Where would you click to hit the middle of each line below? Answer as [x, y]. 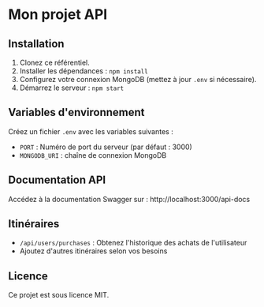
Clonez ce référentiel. [54, 62]
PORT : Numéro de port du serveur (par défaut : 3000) [106, 147]
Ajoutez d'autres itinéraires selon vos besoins [93, 251]
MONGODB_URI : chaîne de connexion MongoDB [93, 155]
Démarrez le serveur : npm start [72, 88]
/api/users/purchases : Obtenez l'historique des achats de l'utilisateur [133, 243]
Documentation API [57, 180]
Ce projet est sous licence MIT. [59, 295]
